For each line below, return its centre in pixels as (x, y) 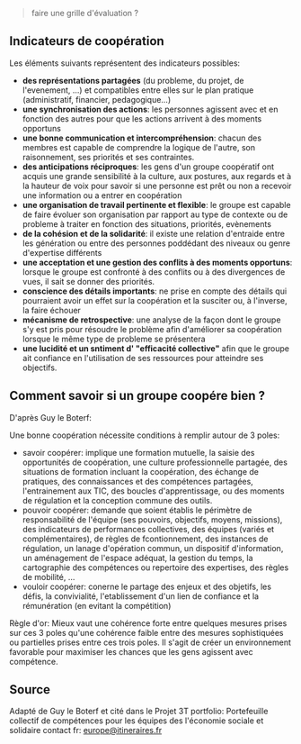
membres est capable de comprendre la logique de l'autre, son (139, 147)
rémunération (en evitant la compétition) (97, 605)
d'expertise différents (62, 252)
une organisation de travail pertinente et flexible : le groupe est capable (156, 204)
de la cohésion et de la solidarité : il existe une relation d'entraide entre (154, 233)
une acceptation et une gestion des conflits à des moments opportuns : (157, 262)
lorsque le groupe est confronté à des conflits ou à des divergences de (154, 272)
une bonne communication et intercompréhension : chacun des (142, 138)
